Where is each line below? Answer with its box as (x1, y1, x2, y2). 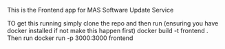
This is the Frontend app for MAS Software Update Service (7, 6, 174, 14)
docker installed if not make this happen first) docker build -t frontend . (7, 27, 208, 35)
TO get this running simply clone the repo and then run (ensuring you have (7, 19, 219, 27)
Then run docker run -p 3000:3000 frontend (7, 34, 133, 42)
